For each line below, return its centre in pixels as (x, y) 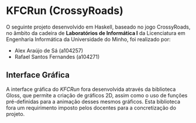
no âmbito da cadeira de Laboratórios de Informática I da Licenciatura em (96, 33)
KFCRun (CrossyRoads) (65, 11)
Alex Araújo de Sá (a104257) (49, 50)
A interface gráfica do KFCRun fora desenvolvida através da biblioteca (91, 89)
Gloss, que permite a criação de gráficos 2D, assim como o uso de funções (97, 95)
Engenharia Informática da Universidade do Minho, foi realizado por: (88, 39)
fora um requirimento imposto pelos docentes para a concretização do (91, 108)
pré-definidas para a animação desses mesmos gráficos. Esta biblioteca (93, 101)
